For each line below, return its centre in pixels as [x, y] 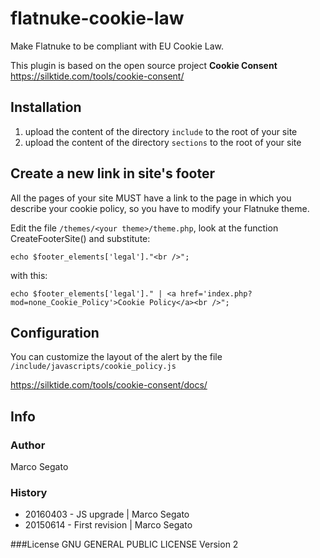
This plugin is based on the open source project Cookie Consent [144, 65]
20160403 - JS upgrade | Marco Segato [107, 514]
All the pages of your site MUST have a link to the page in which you [151, 198]
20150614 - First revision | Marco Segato [108, 525]
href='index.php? [216, 293]
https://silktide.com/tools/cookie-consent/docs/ [109, 385]
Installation [46, 107]
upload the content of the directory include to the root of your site [161, 131]
